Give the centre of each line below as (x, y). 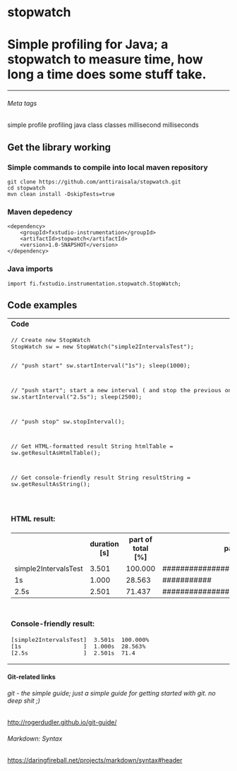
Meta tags (22, 103)
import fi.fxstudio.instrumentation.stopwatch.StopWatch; (94, 284)
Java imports (30, 269)
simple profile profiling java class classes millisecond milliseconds (103, 125)
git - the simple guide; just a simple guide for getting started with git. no (112, 693)
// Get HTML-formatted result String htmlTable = (92, 446)
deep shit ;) (24, 700)
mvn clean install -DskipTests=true (61, 195)
